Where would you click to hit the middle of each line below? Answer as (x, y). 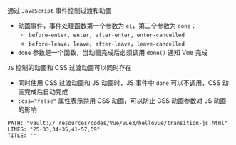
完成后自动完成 (46, 92)
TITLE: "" (22, 136)
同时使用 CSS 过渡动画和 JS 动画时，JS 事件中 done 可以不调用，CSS (119, 83)
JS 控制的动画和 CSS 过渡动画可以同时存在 (70, 67)
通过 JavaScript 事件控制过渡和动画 (60, 10)
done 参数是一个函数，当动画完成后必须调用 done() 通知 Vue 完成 (113, 52)
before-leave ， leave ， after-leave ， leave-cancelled (107, 44)
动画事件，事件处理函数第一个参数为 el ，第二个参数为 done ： (107, 26)
